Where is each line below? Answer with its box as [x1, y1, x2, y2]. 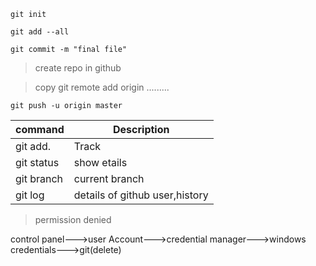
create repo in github [34, 62, 122, 74]
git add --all [10, 27, 70, 37]
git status [15, 156, 60, 169]
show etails [73, 156, 128, 169]
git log [15, 188, 45, 202]
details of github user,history [73, 188, 209, 202]
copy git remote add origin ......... [34, 81, 170, 93]
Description [113, 123, 170, 136]
